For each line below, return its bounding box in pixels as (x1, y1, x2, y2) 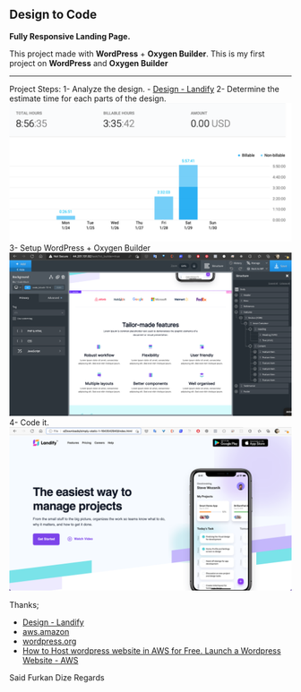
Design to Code (9, 7, 97, 22)
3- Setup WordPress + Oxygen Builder (9, 242, 150, 253)
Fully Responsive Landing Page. (9, 30, 131, 41)
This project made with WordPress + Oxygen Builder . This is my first (9, 48, 265, 59)
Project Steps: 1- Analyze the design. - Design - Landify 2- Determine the (9, 83, 280, 94)
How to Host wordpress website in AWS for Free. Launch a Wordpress (21, 645, 281, 656)
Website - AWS (21, 655, 79, 666)
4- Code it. (9, 416, 49, 428)
